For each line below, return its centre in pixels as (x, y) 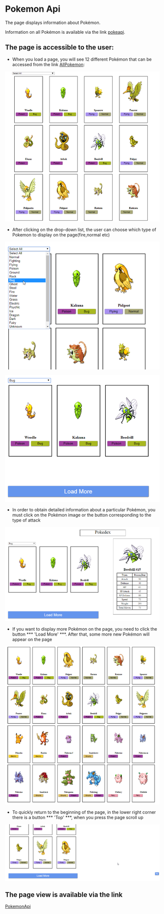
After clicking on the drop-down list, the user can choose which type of (84, 230)
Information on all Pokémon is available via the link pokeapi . (65, 32)
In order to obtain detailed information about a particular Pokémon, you (84, 510)
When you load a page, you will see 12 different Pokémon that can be (82, 59)
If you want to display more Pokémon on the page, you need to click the (85, 629)
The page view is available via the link (64, 895)
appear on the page (32, 640)
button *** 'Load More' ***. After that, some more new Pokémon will (81, 634)
